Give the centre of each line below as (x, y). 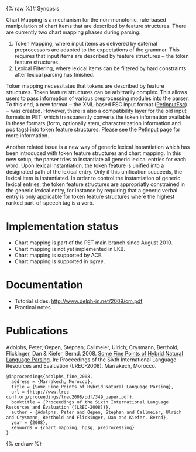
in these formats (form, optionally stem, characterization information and (94, 123)
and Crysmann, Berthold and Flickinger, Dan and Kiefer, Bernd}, (87, 418)
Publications (37, 331)
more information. (27, 136)
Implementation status (62, 227)
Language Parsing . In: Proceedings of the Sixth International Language (91, 360)
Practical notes (32, 307)
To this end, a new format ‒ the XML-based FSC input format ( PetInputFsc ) (97, 104)
